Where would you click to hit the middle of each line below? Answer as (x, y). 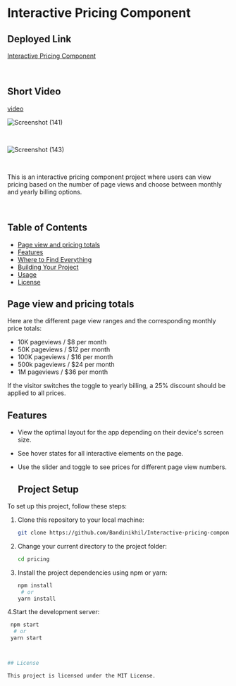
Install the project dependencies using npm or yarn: (92, 573)
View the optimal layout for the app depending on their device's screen (120, 432)
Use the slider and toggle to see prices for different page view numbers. (122, 467)
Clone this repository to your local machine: (81, 520)
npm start (25, 625)
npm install (35, 585)
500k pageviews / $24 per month (66, 365)
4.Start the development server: (54, 612)
